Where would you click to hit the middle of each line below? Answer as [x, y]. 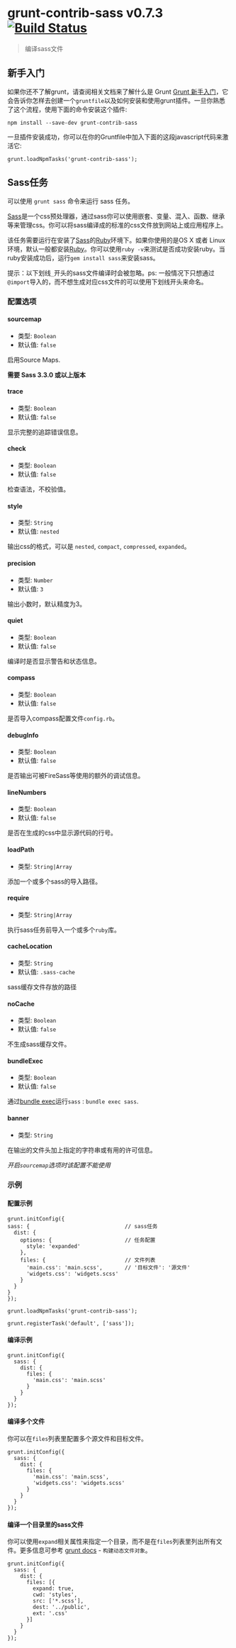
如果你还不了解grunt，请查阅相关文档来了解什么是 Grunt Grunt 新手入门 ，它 [118, 91]
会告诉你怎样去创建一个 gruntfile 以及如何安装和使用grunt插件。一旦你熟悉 [116, 100]
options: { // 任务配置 [88, 1240]
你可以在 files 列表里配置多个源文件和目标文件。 [77, 1439]
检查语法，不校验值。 [38, 489]
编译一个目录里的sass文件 [45, 1524]
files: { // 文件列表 [88, 1260]
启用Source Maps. [34, 360]
